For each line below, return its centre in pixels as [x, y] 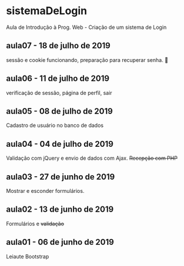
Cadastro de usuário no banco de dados [55, 126]
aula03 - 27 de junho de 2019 [61, 177]
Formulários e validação [35, 224]
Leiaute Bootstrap [28, 256]
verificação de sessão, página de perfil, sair [59, 93]
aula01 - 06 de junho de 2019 [60, 242]
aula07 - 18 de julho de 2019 [58, 46]
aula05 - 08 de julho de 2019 [59, 111]
